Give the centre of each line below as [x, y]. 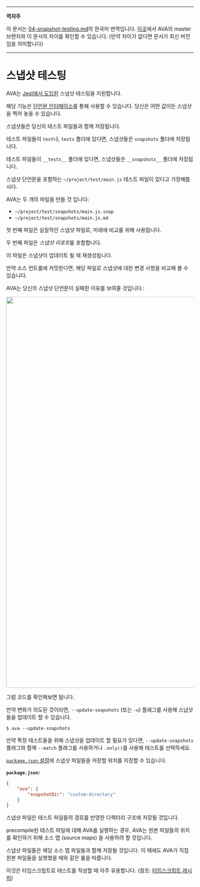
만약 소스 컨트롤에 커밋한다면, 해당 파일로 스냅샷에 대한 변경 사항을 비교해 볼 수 [97, 268]
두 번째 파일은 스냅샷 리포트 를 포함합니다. [54, 242]
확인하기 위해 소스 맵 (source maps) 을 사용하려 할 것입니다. [82, 838]
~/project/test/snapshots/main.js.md [62, 218]
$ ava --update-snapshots [38, 728]
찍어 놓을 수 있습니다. [37, 113]
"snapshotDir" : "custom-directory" [72, 794]
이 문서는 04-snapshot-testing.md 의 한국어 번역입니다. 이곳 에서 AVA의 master [99, 29]
